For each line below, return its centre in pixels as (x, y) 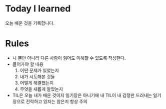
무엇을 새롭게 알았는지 (41, 89)
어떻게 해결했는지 (37, 83)
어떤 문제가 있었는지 (39, 70)
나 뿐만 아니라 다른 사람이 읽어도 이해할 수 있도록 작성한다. (69, 58)
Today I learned (38, 9)
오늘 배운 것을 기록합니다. (30, 23)
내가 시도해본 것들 (37, 76)
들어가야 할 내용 (28, 64)
